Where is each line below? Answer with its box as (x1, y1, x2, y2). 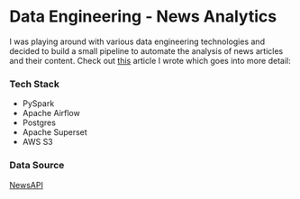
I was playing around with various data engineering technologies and (9, 36, 266, 47)
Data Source (9, 159, 65, 172)
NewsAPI (9, 179, 43, 190)
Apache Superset (22, 127, 87, 138)
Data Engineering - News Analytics (9, 6, 277, 27)
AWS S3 (22, 137, 54, 148)
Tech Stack (9, 77, 60, 90)
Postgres (22, 117, 57, 128)
